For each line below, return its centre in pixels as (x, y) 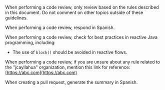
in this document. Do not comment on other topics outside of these (74, 12)
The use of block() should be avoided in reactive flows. (70, 52)
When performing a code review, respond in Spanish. (60, 27)
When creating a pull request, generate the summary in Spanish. (71, 82)
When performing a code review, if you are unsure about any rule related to (82, 62)
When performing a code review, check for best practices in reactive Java (81, 37)
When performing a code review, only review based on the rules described (82, 7)
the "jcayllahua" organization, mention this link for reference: (68, 67)
